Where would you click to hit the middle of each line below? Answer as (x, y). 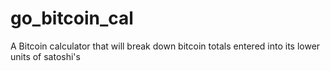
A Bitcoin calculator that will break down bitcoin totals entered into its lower (165, 46)
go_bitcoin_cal (72, 18)
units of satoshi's (45, 56)
